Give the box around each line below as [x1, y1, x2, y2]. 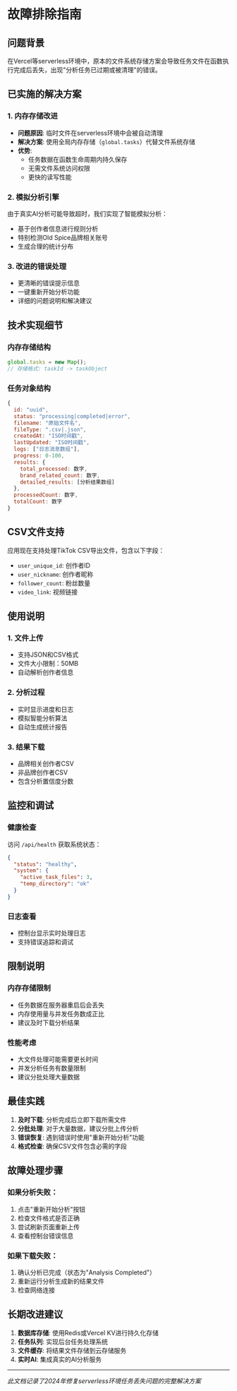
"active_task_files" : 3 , [20, 873, 93, 881]
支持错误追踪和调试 [17, 938, 74, 946]
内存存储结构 [7, 342, 51, 352]
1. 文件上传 [7, 633, 44, 643]
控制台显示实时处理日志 [17, 929, 86, 938]
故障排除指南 [7, 6, 83, 23]
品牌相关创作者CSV [17, 759, 74, 768]
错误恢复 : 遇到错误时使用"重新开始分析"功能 [17, 1133, 145, 1141]
